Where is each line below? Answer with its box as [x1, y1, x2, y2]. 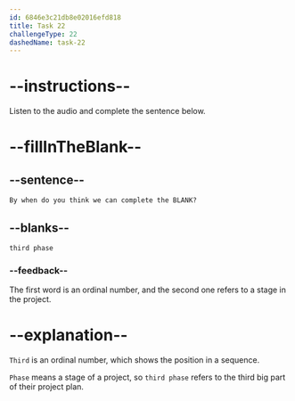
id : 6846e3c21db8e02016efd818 [9, 12, 122, 22]
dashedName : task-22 [9, 37, 86, 47]
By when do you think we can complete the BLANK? [9, 196, 198, 205]
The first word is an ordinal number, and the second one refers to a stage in [9, 284, 287, 295]
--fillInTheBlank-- [9, 137, 143, 157]
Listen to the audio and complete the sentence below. [9, 106, 207, 117]
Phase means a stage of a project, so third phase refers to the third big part [9, 372, 286, 383]
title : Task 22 [9, 21, 66, 30]
